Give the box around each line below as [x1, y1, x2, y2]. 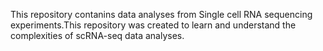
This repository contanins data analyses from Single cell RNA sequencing [10, 9, 313, 20]
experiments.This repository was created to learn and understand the [10, 19, 297, 31]
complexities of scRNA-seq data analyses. [10, 30, 185, 41]
